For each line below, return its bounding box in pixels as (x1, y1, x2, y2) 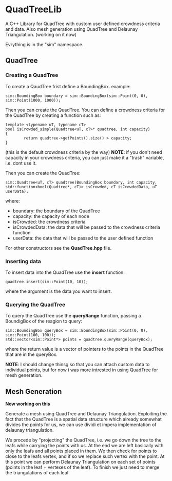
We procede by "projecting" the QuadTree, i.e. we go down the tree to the (5, 437, 162, 443)
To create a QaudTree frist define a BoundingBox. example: (5, 83, 131, 89)
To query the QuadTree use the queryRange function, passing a (5, 313, 141, 319)
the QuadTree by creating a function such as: (5, 112, 101, 118)
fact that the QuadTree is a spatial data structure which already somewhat (5, 416, 162, 423)
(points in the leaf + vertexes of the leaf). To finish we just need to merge (5, 464, 160, 470)
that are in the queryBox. (5, 351, 58, 357)
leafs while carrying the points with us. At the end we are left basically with (5, 443, 164, 449)
